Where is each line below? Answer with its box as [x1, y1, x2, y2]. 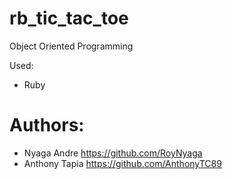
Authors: [9, 114, 85, 137]
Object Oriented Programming [9, 40, 134, 52]
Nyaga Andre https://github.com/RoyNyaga [23, 147, 203, 159]
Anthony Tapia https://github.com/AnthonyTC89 [23, 157, 222, 169]
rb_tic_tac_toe [9, 7, 129, 30]
